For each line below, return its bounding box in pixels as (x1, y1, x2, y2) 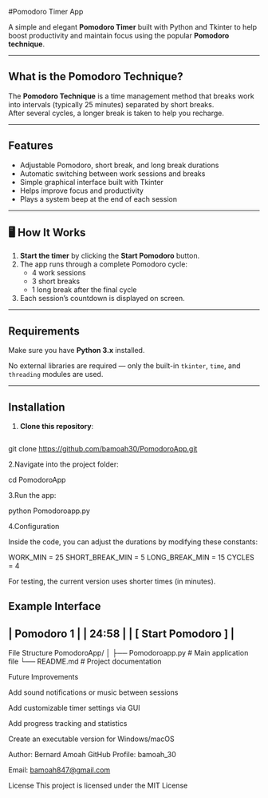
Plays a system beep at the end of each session (19, 194, 178, 203)
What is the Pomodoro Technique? (8, 70, 183, 83)
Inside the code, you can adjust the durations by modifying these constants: (8, 537, 258, 547)
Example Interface (8, 600, 101, 613)
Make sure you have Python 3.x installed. (8, 346, 145, 355)
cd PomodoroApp (8, 475, 66, 485)
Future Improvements (8, 672, 79, 682)
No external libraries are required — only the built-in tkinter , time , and (8, 361, 241, 371)
